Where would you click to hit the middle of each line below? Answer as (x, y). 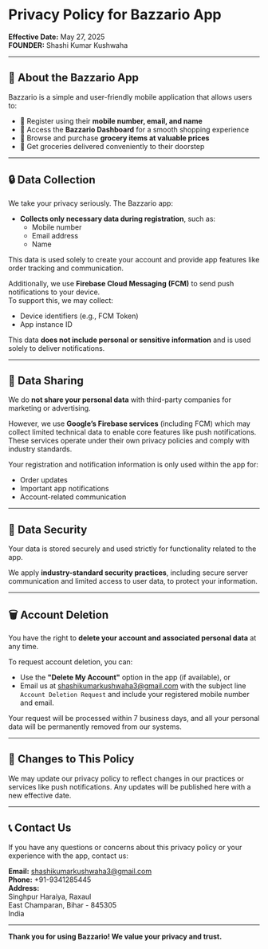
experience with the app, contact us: (69, 856)
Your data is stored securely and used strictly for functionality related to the (132, 549)
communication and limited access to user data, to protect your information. (133, 581)
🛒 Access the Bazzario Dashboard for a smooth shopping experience (134, 129)
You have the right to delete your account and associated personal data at (132, 638)
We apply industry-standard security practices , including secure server (128, 573)
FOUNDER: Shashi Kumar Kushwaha (68, 45)
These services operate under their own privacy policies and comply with (129, 441)
